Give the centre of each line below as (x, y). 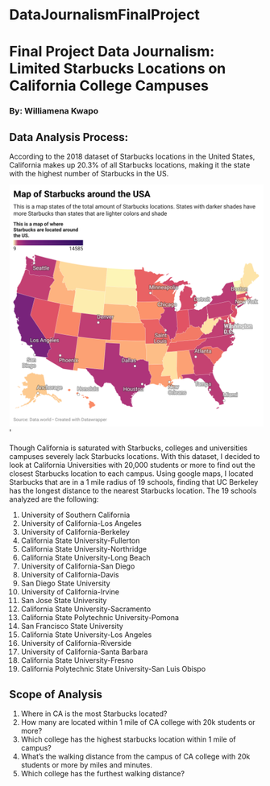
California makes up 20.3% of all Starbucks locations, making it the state (130, 165)
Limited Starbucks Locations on (118, 69)
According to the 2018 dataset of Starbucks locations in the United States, (132, 157)
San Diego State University (66, 583)
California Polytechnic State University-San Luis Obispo (113, 669)
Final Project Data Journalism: (112, 52)
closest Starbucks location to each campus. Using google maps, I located (131, 474)
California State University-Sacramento (86, 609)
